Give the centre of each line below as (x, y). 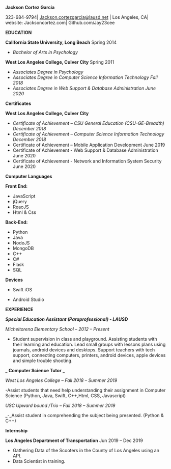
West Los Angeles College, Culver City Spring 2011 (60, 62)
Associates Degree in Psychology (48, 72)
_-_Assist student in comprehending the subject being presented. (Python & (84, 415)
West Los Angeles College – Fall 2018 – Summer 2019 (61, 380)
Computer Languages (29, 176)
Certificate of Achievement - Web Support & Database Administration (85, 150)
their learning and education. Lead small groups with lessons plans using (89, 344)
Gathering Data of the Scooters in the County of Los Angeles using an (86, 450)
